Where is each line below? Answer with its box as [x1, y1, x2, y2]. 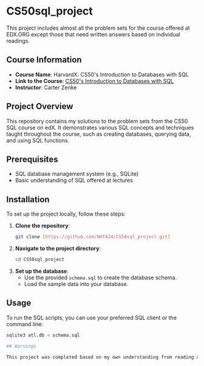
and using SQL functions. [6, 136, 70, 144]
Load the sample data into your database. [24, 280, 129, 287]
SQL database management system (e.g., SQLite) [15, 170, 139, 178]
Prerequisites [6, 154, 58, 164]
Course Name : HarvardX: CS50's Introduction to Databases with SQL [15, 71, 189, 78]
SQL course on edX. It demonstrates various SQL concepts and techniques [6, 124, 194, 131]
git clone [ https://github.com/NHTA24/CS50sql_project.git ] [15, 234, 171, 240]
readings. [6, 37, 30, 44]
